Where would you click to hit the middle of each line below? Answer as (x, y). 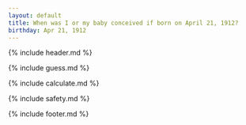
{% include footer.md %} (49, 114)
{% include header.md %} (50, 53)
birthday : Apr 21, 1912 (47, 30)
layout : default (35, 15)
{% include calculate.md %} (54, 83)
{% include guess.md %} (49, 68)
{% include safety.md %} (49, 99)
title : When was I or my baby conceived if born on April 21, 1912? (123, 23)
